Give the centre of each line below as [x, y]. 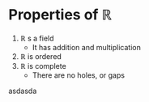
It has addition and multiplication [87, 47]
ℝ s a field [37, 38]
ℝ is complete [43, 66]
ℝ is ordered [41, 56]
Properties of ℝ [60, 15]
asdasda [23, 91]
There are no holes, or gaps [79, 75]
